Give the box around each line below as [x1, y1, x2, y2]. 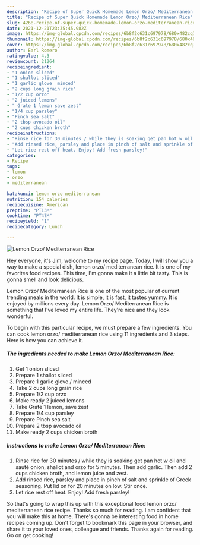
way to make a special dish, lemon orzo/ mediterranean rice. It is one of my [7, 263, 191, 270]
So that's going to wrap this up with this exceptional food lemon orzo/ [7, 500, 177, 507]
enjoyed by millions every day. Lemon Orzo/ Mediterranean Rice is [7, 300, 169, 307]
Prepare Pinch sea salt [15, 415, 71, 423]
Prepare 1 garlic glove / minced [15, 378, 91, 385]
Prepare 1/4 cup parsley [15, 409, 74, 417]
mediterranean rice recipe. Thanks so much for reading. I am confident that [7, 506, 191, 514]
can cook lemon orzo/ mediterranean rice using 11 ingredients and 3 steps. [7, 330, 189, 338]
